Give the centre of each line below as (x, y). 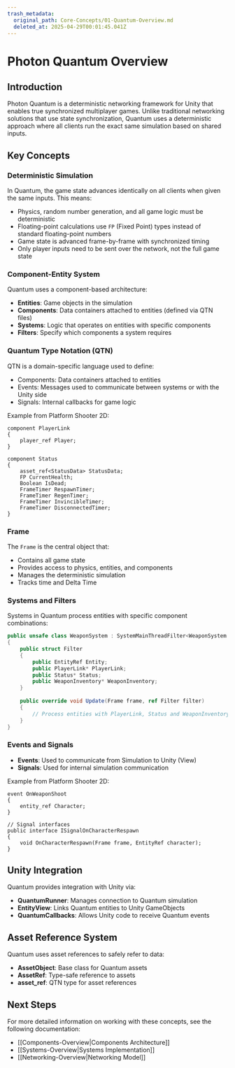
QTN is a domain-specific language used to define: (81, 366)
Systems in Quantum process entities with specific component (97, 616)
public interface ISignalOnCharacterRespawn (73, 830)
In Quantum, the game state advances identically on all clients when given (114, 191)
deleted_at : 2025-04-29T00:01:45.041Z (70, 27)
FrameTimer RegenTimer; (55, 496)
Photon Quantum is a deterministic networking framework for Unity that (110, 104)
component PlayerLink (39, 428)
